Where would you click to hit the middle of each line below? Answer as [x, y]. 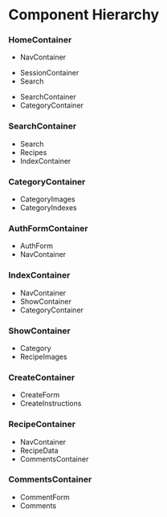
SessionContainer [49, 73]
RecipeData [39, 450]
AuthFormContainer [48, 228]
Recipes [33, 152]
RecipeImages [43, 356]
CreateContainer [42, 377]
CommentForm [45, 497]
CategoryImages [47, 199]
